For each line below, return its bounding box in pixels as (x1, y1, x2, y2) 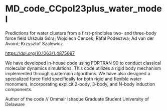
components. (5, 86, 33, 92)
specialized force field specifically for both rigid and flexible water (5, 76, 142, 82)
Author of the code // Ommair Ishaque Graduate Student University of (5, 96, 149, 102)
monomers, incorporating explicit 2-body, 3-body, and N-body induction (5, 81, 155, 87)
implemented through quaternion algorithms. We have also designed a (5, 70, 150, 76)
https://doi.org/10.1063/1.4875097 (5, 50, 75, 56)
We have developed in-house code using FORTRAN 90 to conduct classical (5, 60, 161, 66)
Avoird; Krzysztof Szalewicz (5, 40, 63, 46)
